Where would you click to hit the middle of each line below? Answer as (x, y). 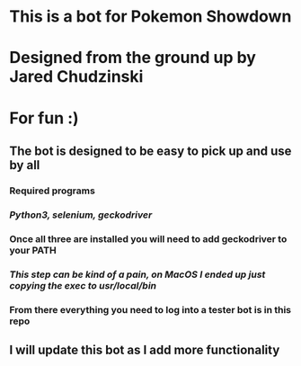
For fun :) (44, 118)
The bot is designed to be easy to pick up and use (150, 151)
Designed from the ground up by (133, 58)
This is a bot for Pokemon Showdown (150, 17)
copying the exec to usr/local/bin (83, 285)
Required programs (53, 191)
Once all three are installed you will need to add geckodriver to (148, 238)
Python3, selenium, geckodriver (81, 215)
